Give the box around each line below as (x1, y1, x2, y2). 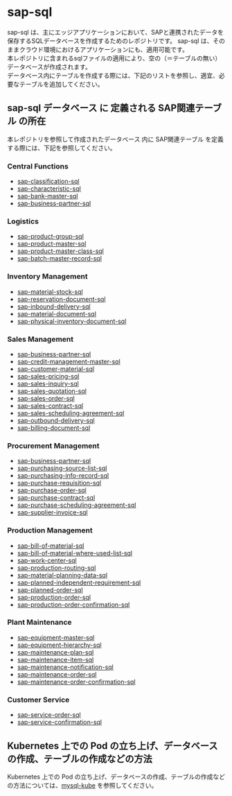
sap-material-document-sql (17, 309, 97, 318)
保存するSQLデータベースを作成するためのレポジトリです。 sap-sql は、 (7, 36, 213, 45)
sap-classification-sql (17, 178, 80, 186)
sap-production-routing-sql (17, 563, 96, 572)
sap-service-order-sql (17, 711, 81, 719)
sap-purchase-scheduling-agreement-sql (17, 501, 136, 510)
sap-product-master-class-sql (17, 247, 104, 255)
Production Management (7, 526, 93, 535)
